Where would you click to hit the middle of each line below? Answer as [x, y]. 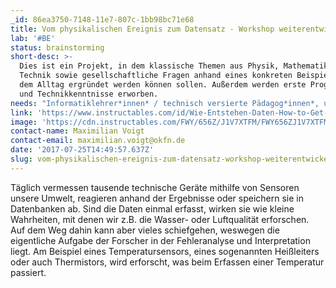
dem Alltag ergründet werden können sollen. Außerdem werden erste [163, 85]
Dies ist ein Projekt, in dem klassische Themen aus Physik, [149, 66]
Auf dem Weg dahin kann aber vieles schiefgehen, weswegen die [145, 230]
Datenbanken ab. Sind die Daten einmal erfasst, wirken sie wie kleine [152, 208]
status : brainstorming [57, 47]
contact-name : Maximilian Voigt [77, 131]
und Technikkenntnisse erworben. [89, 94]
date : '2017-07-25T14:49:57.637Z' [82, 150]
